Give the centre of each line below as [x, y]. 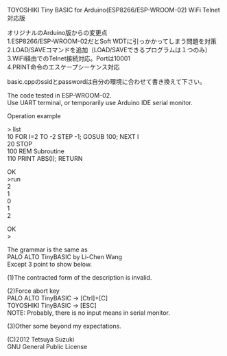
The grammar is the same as [47, 249]
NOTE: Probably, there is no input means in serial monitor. [88, 313]
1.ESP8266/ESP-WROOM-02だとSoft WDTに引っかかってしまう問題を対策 [112, 41]
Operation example [34, 116]
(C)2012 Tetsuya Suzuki [41, 339]
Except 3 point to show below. [50, 264]
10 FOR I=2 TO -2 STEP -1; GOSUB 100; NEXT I [73, 136]
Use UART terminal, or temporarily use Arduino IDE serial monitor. [100, 103]
